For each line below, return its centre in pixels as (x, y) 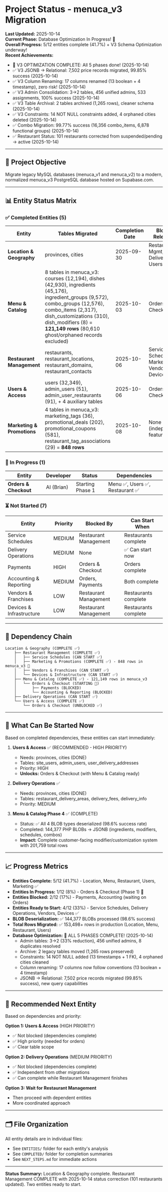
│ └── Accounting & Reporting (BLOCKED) (63, 692)
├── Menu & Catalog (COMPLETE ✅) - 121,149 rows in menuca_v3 (81, 679)
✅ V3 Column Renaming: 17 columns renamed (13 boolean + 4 (76, 81)
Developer (58, 475)
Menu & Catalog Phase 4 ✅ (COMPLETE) (55, 813)
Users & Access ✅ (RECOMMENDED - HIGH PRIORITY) (69, 747)
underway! (16, 50)
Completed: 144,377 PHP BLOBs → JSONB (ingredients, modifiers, (88, 829)
